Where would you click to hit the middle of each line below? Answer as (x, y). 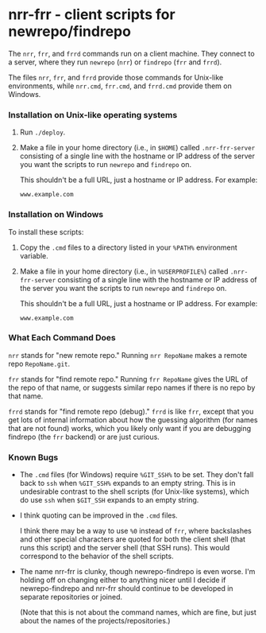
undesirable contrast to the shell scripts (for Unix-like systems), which (135, 491)
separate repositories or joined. (71, 597)
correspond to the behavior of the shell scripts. (96, 556)
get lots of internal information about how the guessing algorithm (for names (133, 420)
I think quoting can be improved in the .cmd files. (98, 515)
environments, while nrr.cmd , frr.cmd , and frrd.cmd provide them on (120, 86)
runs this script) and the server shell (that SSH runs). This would (125, 548)
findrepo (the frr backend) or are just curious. (84, 437)
